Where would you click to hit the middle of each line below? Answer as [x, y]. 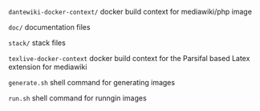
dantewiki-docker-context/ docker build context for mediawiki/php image [130, 12]
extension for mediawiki [48, 67]
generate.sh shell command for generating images [91, 82]
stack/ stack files [37, 43]
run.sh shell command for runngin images [77, 98]
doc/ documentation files [49, 27]
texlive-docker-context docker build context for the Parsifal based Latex [129, 58]
